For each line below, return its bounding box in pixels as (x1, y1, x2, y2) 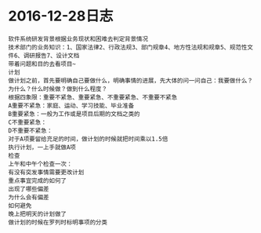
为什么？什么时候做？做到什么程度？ (8, 85, 108, 93)
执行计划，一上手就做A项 (8, 143, 76, 151)
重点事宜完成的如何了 (8, 177, 67, 184)
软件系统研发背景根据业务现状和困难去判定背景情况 (8, 35, 149, 43)
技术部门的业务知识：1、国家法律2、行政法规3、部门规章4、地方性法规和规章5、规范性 (8, 43, 248, 51)
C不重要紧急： (8, 118, 47, 126)
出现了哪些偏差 (8, 185, 49, 193)
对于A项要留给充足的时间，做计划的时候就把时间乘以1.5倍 (8, 135, 169, 143)
